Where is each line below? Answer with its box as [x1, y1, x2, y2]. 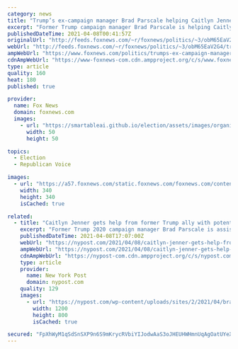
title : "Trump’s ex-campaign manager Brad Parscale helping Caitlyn [7, 17, 214, 24]
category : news [7, 10, 52, 18]
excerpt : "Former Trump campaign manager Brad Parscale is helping [7, 23, 211, 30]
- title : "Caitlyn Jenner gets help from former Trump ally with [13, 219, 211, 227]
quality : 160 [7, 69, 46, 76]
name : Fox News [13, 102, 59, 110]
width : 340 [20, 187, 52, 194]
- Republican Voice [13, 161, 72, 168]
